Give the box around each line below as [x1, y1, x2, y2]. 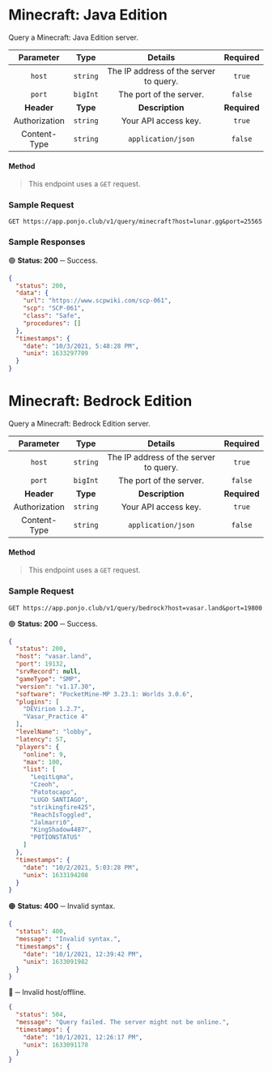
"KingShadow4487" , [29, 825, 92, 834]
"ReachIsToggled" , [29, 811, 92, 819]
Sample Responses [8, 237, 86, 248]
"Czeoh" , [29, 781, 60, 789]
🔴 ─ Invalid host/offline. [8, 987, 87, 997]
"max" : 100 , [23, 758, 63, 766]
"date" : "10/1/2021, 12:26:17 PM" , [23, 1033, 143, 1041]
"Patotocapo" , [29, 788, 79, 796]
